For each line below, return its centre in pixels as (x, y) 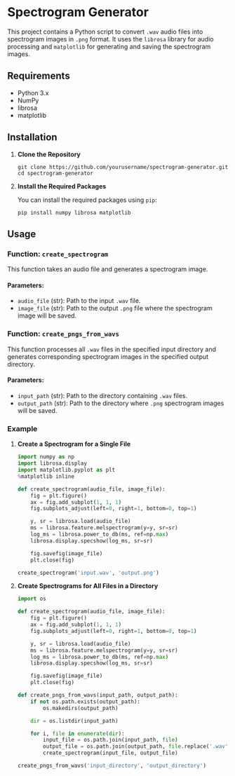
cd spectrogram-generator (55, 173)
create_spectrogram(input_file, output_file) (110, 753)
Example (22, 428)
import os (32, 599)
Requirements (39, 76)
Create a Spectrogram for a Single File (74, 444)
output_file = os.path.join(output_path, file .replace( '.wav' (136, 747)
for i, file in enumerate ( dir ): (78, 733)
